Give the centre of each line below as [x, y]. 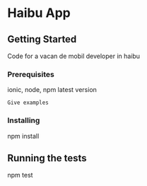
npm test [20, 175]
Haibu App [39, 13]
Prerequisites [31, 74]
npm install [23, 136]
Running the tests [47, 158]
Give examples [28, 103]
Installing [24, 120]
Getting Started [42, 39]
